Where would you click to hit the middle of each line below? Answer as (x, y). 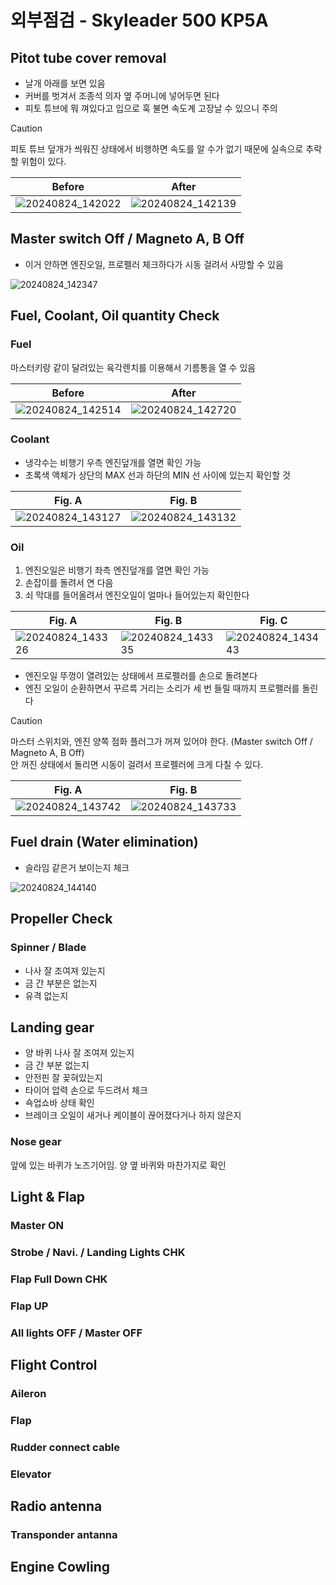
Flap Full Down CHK (59, 1279)
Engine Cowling (60, 1567)
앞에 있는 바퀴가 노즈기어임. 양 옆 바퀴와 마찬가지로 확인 (118, 1165)
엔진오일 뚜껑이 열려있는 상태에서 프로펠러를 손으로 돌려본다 (141, 676)
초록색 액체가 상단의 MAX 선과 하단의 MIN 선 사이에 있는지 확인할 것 (157, 475)
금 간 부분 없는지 (57, 1065)
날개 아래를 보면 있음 (65, 83)
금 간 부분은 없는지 (61, 983)
